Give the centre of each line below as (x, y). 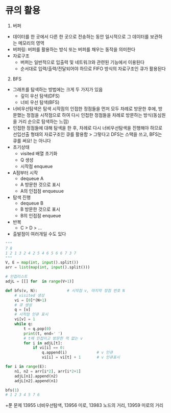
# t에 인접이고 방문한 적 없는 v (53, 338)
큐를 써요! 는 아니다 (32, 140)
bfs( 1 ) (12, 390)
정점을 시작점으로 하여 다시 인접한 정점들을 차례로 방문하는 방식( (90, 115)
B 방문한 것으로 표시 (40, 209)
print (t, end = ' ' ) (43, 334)
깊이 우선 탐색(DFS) (40, 96)
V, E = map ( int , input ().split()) (42, 263)
